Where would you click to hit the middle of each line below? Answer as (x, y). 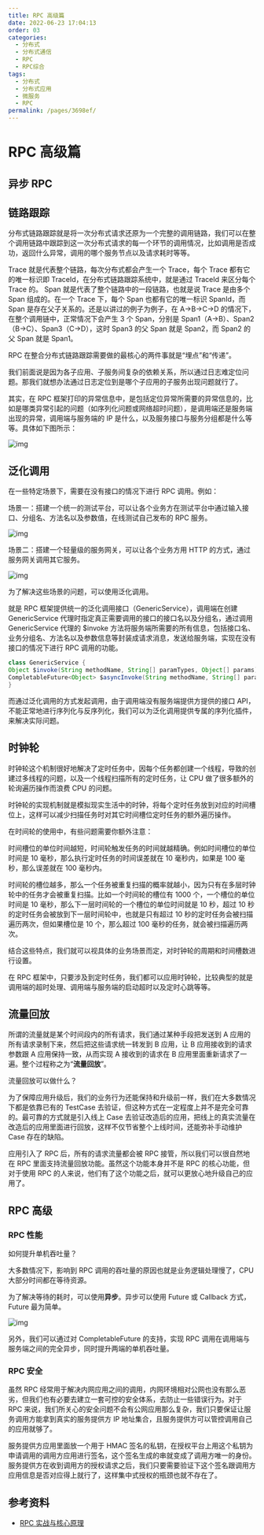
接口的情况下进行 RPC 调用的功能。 (66, 648)
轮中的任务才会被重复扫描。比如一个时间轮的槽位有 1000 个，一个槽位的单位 (132, 894)
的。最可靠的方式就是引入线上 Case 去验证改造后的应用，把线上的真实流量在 (132, 1117)
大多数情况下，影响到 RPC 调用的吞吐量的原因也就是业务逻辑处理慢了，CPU (131, 1270)
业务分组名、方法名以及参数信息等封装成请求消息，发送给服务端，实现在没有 (132, 638)
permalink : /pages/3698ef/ (52, 111)
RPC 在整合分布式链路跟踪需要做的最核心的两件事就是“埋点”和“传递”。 (122, 355)
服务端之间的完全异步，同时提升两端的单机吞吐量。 (91, 1349)
